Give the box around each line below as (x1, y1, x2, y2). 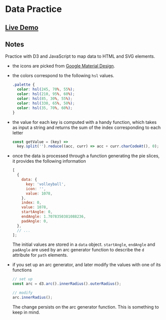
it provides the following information (12, 158, 86, 164)
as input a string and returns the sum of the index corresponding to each (12, 124, 161, 130)
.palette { (12, 82, 35, 88)
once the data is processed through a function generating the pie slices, (12, 153, 160, 159)
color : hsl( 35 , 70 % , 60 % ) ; (17, 106, 73, 110)
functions (12, 267, 32, 273)
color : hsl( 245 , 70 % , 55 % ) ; (17, 87, 75, 92)
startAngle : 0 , (21, 210, 53, 214)
